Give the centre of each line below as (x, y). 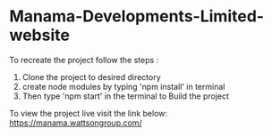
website (39, 35)
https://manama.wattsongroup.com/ (76, 123)
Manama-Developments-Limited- (137, 16)
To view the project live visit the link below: (89, 113)
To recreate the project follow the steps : (84, 60)
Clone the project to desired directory (91, 77)
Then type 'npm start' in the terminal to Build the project (126, 96)
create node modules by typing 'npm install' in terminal (123, 86)
